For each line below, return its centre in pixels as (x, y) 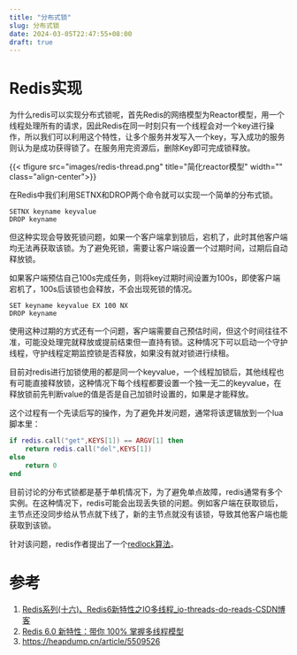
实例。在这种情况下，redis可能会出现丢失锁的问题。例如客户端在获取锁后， (146, 503)
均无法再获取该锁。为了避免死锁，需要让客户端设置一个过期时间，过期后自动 (148, 248)
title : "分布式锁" (41, 17)
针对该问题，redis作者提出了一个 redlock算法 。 (94, 543)
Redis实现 (46, 89)
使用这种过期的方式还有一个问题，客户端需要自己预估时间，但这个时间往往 (145, 331)
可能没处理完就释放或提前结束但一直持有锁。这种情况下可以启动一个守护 (156, 343)
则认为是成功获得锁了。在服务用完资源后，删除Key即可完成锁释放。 (132, 148)
